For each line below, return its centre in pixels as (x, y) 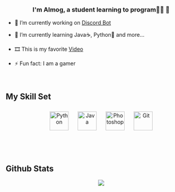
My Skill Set (28, 96)
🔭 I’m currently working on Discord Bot (63, 23)
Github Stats (30, 168)
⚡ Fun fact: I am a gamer (45, 63)
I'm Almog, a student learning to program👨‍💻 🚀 (101, 10)
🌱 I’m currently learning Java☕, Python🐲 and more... (79, 35)
